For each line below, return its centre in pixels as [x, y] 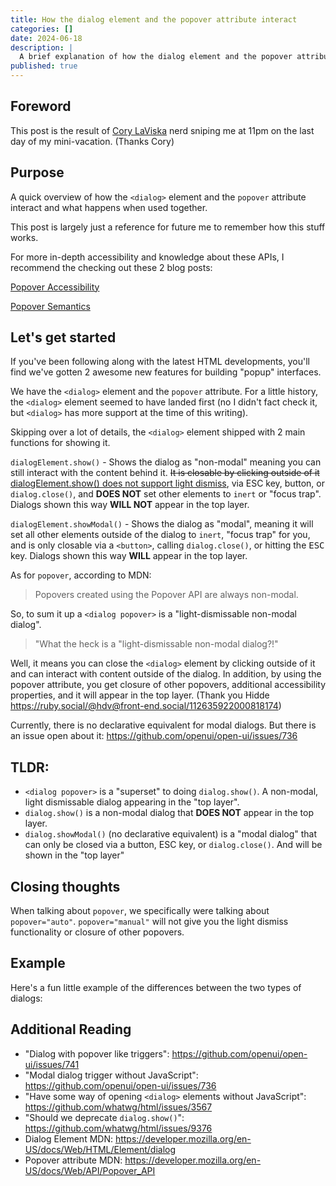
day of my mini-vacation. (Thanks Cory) [92, 141]
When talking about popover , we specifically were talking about [140, 911]
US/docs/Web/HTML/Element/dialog [100, 1149]
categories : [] [42, 29]
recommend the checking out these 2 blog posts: [111, 267]
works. [24, 237]
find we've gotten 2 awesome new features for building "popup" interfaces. [166, 372]
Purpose [37, 172]
